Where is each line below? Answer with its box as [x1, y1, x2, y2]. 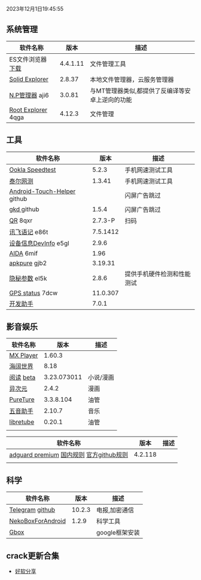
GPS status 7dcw [9, 289, 58, 297]
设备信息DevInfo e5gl [9, 239, 70, 247]
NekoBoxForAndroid [9, 517, 66, 525]
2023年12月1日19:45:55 [6, 5, 64, 12]
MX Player [9, 352, 38, 360]
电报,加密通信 [96, 506, 135, 514]
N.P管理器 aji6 [9, 91, 49, 99]
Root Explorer [9, 105, 48, 114]
